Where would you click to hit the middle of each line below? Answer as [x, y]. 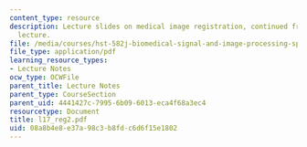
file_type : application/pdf [63, 52]
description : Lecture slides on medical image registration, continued [148, 26]
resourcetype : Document [55, 111]
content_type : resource [55, 18]
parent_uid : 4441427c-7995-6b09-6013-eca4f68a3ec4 [108, 103]
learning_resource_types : [58, 60]
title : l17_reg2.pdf [49, 120]
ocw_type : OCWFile [44, 78]
